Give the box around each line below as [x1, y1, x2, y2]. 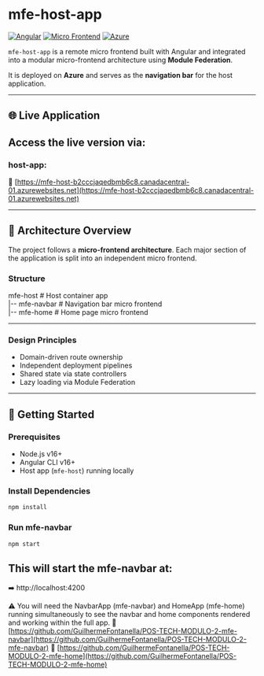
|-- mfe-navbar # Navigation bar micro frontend [8, 299, 163, 308]
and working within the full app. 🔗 [8, 618, 117, 627]
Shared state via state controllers [19, 369, 127, 379]
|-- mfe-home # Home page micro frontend [8, 308, 148, 317]
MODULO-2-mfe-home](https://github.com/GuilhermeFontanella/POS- [8, 652, 237, 661]
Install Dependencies [8, 486, 91, 497]
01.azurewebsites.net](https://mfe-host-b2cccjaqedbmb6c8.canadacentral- [8, 186, 254, 195]
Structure [8, 273, 46, 284]
